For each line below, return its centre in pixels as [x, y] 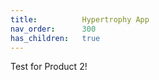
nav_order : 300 [53, 29]
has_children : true [55, 38]
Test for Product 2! [49, 67]
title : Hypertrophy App [80, 19]
